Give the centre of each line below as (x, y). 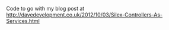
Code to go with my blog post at (45, 9)
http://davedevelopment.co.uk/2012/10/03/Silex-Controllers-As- (84, 15)
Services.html (23, 21)
